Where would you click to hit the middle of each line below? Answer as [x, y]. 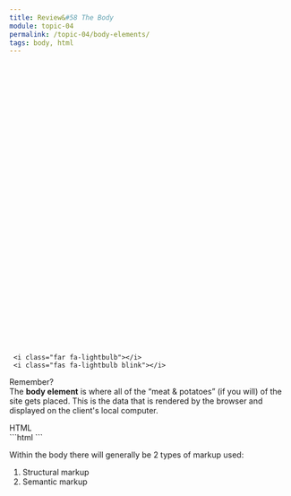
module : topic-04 [42, 26]
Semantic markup [55, 482]
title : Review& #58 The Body [62, 17]
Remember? [31, 382]
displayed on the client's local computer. [84, 411]
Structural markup [56, 473]
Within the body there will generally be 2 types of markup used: [127, 455]
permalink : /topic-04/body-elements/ [80, 34]
